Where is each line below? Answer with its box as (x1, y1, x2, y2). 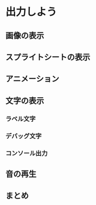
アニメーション (5, 74, 60, 84)
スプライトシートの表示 (5, 52, 90, 62)
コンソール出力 (5, 149, 48, 157)
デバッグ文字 (5, 132, 42, 140)
